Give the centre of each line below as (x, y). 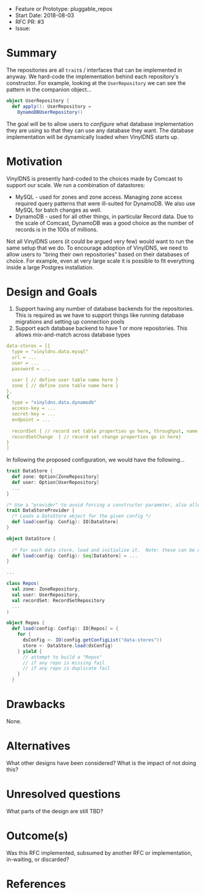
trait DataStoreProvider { (41, 510)
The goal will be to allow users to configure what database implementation (100, 124)
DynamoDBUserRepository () (50, 112)
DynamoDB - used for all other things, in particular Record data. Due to (104, 216)
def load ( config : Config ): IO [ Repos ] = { (65, 629)
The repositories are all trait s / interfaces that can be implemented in (94, 70)
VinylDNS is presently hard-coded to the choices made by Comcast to (95, 178)
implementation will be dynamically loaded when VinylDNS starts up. (92, 136)
